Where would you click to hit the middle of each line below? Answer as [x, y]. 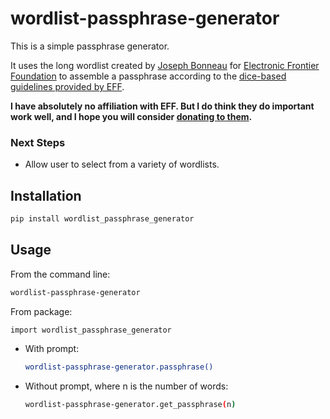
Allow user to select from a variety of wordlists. [122, 164]
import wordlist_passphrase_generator [91, 330]
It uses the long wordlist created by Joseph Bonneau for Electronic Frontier [165, 65]
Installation [46, 195]
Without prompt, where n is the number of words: [126, 386]
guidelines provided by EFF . [67, 86]
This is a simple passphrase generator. [90, 46]
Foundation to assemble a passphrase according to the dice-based [148, 76]
